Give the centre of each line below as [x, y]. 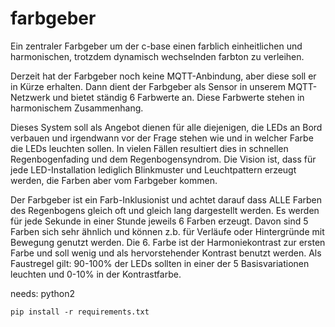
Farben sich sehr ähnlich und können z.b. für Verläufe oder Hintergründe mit [167, 231]
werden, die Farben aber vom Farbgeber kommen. [114, 180]
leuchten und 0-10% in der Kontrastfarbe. [96, 274]
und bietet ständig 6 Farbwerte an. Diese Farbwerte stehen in [178, 97]
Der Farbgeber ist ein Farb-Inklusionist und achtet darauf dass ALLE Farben [166, 199]
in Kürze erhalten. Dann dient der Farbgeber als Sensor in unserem [148, 86]
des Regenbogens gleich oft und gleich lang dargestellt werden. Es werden [165, 210]
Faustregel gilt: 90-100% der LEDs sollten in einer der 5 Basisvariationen [160, 263]
